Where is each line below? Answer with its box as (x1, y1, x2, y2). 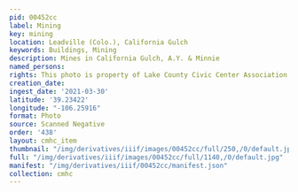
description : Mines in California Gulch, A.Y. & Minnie (9, 54, 220, 63)
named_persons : (9, 63, 66, 72)
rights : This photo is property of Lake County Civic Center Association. (9, 71, 292, 80)
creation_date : (9, 79, 66, 88)
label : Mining (9, 21, 62, 30)
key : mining (9, 29, 53, 38)
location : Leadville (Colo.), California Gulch (9, 37, 189, 47)
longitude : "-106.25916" (9, 104, 101, 112)
